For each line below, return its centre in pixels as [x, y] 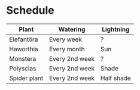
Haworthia [24, 49]
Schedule [31, 10]
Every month [67, 49]
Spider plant [26, 78]
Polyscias [23, 68]
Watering [72, 29]
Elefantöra [24, 39]
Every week [66, 39]
